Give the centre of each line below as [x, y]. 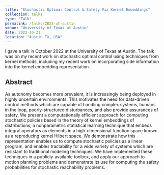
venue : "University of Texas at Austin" [47, 28]
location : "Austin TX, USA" [34, 37]
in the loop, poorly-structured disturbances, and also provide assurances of [82, 110]
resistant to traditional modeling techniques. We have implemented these [79, 151]
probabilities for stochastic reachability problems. [55, 167]
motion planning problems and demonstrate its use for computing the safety [82, 162]
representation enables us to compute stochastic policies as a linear [74, 141]
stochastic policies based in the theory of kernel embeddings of [69, 120]
